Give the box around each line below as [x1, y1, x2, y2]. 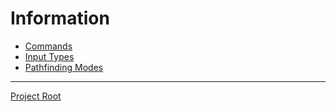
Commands [24, 40, 73, 52]
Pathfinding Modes [24, 61, 104, 73]
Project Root [10, 90, 62, 102]
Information [10, 7, 110, 30]
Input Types [24, 50, 75, 62]
